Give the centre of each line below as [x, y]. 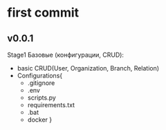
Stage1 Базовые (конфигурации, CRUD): [66, 55]
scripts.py [42, 98]
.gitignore [41, 83]
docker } [40, 120]
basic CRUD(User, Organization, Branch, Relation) [88, 68]
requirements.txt [51, 105]
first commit [43, 13]
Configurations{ [40, 75]
